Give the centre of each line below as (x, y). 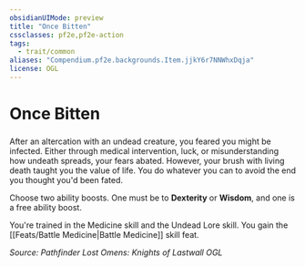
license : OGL (34, 69)
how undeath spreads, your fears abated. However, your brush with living (147, 160)
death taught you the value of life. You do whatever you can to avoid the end (153, 170)
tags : (20, 43)
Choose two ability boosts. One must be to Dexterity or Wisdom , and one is (152, 198)
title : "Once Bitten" (51, 26)
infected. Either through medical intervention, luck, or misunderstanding (144, 150)
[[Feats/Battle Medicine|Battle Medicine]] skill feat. (104, 234)
